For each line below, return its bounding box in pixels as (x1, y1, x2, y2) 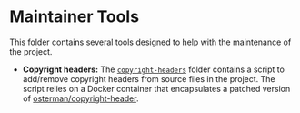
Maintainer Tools (9, 6, 139, 27)
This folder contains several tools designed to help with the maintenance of (9, 36, 292, 47)
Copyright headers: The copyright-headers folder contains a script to (22, 64, 285, 75)
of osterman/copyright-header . (22, 93, 139, 104)
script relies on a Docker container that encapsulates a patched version (22, 83, 291, 94)
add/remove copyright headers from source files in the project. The (22, 73, 275, 84)
